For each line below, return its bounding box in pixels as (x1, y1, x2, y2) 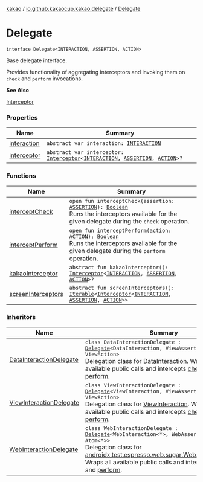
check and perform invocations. (6, 75, 83, 82)
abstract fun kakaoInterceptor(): (69, 264, 169, 271)
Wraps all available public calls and (85, 458, 184, 466)
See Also (6, 86, 29, 94)
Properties (6, 113, 38, 121)
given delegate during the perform (69, 246, 166, 255)
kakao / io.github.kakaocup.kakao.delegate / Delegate (6, 5, 141, 12)
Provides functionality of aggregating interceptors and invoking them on (6, 68, 185, 76)
